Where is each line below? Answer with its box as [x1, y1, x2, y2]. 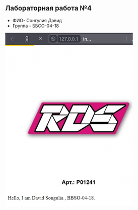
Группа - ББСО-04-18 [12, 23, 59, 29]
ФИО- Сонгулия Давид [12, 17, 62, 23]
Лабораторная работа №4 [5, 4, 92, 13]
